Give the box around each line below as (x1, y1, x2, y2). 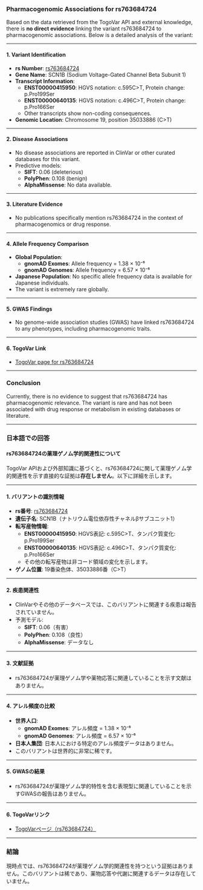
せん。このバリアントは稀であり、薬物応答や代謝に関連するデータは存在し (6, 870, 192, 877)
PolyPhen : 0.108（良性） (24, 631, 86, 639)
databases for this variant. (14, 155, 80, 162)
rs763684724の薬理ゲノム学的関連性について (6, 450, 121, 457)
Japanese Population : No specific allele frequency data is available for (14, 273, 192, 280)
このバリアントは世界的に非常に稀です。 (14, 747, 115, 754)
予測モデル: (14, 616, 43, 624)
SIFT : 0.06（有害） (24, 624, 71, 631)
